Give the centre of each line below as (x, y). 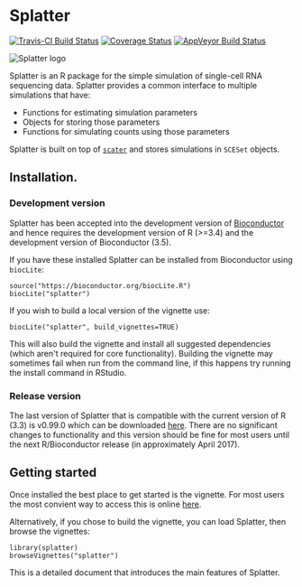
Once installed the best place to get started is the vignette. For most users (147, 494)
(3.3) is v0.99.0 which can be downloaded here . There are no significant (143, 424)
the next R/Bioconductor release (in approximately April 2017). (125, 444)
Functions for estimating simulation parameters (110, 112)
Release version (45, 396)
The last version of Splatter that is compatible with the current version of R (148, 415)
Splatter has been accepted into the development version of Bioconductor (147, 223)
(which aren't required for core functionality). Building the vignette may (141, 353)
